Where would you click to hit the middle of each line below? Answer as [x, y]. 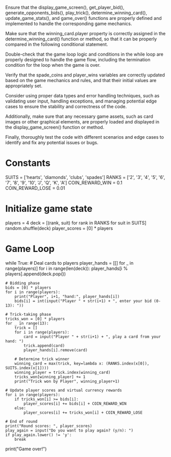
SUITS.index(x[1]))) [27, 368]
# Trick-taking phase [28, 314]
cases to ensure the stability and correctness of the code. [66, 106]
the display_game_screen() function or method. [55, 127]
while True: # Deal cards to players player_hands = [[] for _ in [69, 263]
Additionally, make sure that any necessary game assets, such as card [79, 116]
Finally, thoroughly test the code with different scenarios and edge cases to [85, 137]
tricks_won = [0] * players [35, 319]
